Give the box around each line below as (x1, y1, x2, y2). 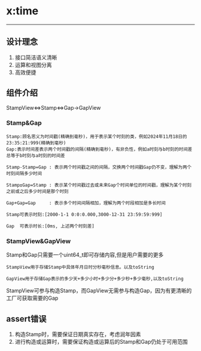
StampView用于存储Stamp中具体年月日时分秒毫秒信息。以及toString (6, 264, 154, 270)
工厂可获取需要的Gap (6, 294, 59, 302)
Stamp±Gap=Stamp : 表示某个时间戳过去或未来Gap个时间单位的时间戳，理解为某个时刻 (6, 182, 192, 188)
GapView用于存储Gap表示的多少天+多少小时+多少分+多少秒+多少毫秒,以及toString (6, 276, 184, 282)
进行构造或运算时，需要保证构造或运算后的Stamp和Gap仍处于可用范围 (14, 338, 188, 345)
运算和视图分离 (14, 61, 52, 68)
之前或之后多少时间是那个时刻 (6, 188, 69, 195)
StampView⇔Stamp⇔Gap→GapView (6, 104, 101, 111)
